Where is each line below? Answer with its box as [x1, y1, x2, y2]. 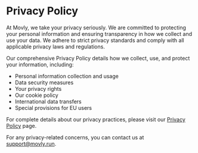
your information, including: [6, 61, 74, 68]
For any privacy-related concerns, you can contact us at [6, 133, 144, 141]
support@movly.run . [6, 140, 57, 147]
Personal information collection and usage [14, 72, 119, 79]
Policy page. [6, 122, 37, 129]
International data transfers [14, 97, 82, 105]
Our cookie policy [14, 91, 58, 99]
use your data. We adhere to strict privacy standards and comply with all [6, 36, 184, 44]
